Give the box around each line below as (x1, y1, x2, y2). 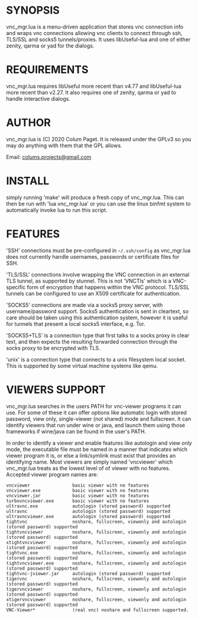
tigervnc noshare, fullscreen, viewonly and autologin (6, 576, 186, 582)
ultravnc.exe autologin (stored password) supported (6, 503, 170, 509)
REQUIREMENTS (6, 63, 89, 77)
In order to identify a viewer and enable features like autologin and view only (6, 439, 192, 446)
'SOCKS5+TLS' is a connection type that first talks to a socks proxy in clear (6, 332, 190, 339)
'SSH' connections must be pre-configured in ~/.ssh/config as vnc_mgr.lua (6, 247, 191, 254)
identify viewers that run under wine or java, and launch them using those (6, 421, 186, 428)
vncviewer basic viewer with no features (6, 482, 150, 488)
